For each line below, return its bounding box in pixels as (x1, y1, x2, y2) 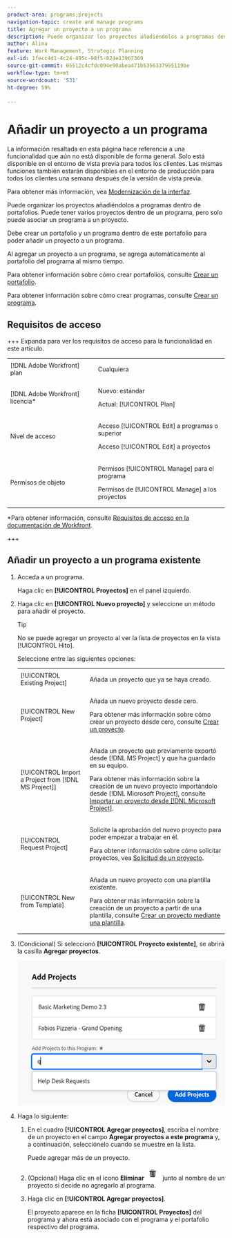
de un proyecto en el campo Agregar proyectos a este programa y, (27, 1133, 220, 1141)
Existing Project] (20, 679, 68, 687)
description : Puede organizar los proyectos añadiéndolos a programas (7, 33, 215, 40)
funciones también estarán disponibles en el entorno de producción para (7, 167, 215, 176)
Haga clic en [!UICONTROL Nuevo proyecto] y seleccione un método (17, 599, 215, 608)
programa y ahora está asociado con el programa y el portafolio (27, 1215, 209, 1223)
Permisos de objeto (10, 478, 66, 487)
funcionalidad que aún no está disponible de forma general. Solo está (7, 152, 205, 160)
